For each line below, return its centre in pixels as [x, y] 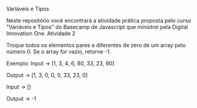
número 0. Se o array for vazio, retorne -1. [58, 52]
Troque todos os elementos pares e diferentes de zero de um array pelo [96, 45]
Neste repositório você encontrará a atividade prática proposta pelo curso [99, 20]
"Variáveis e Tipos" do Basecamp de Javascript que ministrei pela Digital [97, 27]
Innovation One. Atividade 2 [41, 33]
